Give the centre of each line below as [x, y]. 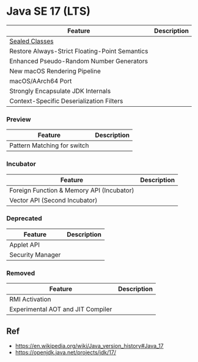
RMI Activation [30, 299]
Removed [21, 273]
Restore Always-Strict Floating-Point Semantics [79, 51]
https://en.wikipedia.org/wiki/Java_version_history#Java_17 [89, 345]
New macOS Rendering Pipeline [55, 71]
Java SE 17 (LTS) [48, 11]
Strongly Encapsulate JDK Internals [60, 91]
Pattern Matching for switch [49, 145]
